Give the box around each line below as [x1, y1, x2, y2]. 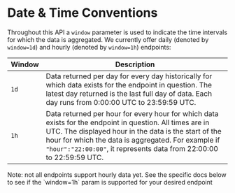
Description [115, 59, 155, 69]
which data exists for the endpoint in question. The [45, 80, 212, 90]
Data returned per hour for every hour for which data [45, 108, 219, 118]
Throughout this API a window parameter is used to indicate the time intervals [7, 28, 228, 36]
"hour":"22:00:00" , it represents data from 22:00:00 [45, 143, 219, 153]
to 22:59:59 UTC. [45, 152, 104, 162]
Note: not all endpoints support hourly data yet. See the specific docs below [7, 170, 227, 179]
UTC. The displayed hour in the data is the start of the [45, 126, 222, 136]
